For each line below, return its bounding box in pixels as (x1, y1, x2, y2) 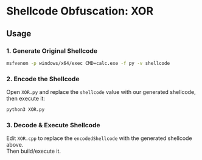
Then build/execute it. (6, 147, 61, 155)
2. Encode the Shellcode (6, 75, 80, 83)
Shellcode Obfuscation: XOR (6, 4, 154, 18)
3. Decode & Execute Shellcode (6, 121, 100, 129)
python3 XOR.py (6, 107, 45, 113)
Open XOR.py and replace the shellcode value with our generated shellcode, (6, 88, 196, 96)
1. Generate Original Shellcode (6, 47, 97, 55)
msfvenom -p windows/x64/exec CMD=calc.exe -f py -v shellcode (6, 60, 170, 66)
